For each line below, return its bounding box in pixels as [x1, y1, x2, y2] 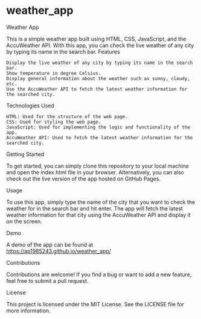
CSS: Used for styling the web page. [6, 119, 101, 125]
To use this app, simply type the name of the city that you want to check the [6, 198, 196, 206]
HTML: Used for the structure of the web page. [6, 113, 129, 119]
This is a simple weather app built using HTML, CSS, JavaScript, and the [6, 35, 187, 42]
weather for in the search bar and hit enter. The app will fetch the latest [6, 204, 183, 212]
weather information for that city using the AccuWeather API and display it [6, 211, 191, 218]
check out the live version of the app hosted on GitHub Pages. [6, 175, 161, 182]
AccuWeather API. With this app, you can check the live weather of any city [6, 42, 194, 49]
